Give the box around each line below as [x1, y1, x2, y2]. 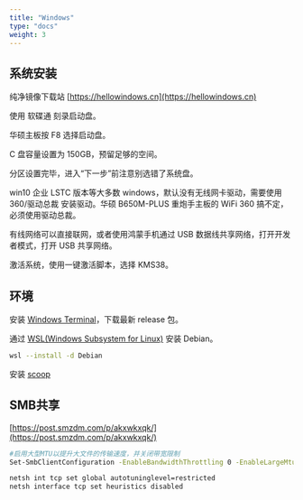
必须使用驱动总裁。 [9, 209, 81, 221]
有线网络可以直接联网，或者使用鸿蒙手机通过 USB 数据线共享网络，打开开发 [9, 229, 291, 240]
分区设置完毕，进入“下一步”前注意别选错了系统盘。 [9, 168, 198, 179]
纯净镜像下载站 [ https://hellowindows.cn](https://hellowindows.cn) [9, 91, 257, 102]
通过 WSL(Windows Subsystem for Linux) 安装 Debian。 [9, 333, 218, 344]
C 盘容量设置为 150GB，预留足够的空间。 [9, 149, 162, 160]
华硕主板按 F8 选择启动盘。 [9, 130, 111, 141]
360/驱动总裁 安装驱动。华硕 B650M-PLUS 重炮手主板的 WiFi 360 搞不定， [9, 199, 289, 209]
